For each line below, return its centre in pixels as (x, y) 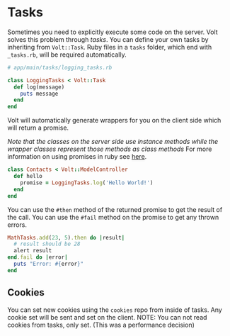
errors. (17, 225)
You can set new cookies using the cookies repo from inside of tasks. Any (115, 310)
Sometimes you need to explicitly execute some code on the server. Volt (113, 32)
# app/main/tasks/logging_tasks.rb (60, 67)
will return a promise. (38, 128)
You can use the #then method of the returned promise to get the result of (115, 209)
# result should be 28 (47, 244)
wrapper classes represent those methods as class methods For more (110, 149)
